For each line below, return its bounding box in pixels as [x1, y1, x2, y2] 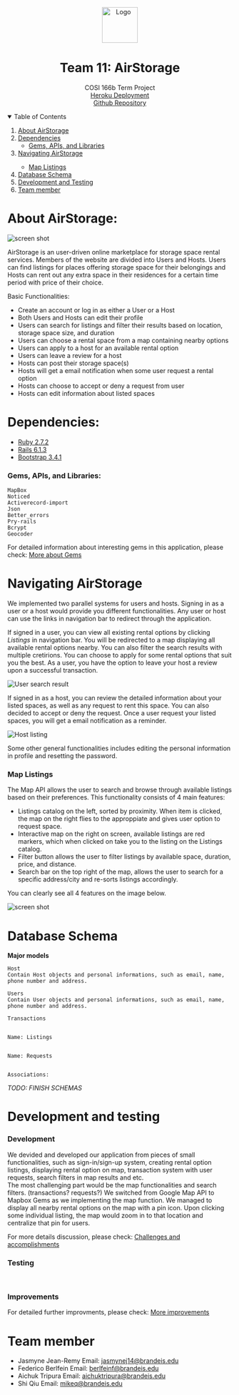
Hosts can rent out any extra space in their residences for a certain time [7, 270, 219, 279]
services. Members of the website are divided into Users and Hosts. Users [7, 255, 226, 264]
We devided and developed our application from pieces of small [7, 1150, 195, 1159]
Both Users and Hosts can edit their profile [17, 313, 143, 322]
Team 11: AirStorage [59, 60, 180, 76]
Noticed [7, 493, 31, 501]
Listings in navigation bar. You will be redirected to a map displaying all [7, 635, 215, 645]
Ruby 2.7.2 [17, 437, 49, 446]
